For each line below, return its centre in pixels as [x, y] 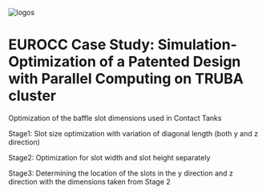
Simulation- [197, 45]
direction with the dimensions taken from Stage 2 [89, 181]
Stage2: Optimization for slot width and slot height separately [109, 157]
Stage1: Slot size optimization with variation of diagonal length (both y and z [133, 133]
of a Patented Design [170, 62]
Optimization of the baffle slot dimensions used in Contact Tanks [115, 118]
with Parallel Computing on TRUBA [126, 79]
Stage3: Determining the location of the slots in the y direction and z [121, 173]
